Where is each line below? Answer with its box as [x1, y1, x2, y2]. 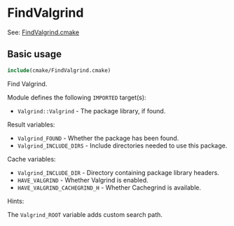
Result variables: [7, 120, 55, 129]
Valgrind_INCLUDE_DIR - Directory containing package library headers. [17, 168, 219, 176]
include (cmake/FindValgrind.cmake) [7, 66, 111, 74]
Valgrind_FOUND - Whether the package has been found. [17, 134, 179, 142]
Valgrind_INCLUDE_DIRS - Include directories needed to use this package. [17, 141, 228, 150]
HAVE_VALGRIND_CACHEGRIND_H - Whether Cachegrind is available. [17, 183, 202, 192]
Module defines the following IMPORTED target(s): [7, 93, 146, 101]
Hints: [7, 197, 25, 205]
